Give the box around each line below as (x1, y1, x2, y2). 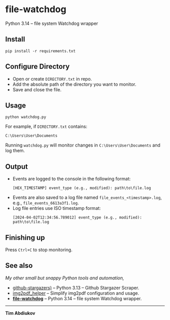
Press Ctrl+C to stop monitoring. (5, 247, 73, 253)
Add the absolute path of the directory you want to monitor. (12, 81, 137, 87)
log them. (5, 148, 25, 154)
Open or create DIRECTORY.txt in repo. (12, 76, 92, 82)
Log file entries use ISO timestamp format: (12, 205, 101, 211)
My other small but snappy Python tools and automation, (5, 275, 124, 281)
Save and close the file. (12, 86, 62, 92)
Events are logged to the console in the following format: (12, 176, 131, 182)
